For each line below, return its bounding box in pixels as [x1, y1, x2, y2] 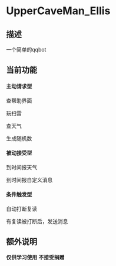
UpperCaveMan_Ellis [6, 4, 111, 18]
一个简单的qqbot [6, 46, 47, 53]
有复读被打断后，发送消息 [6, 218, 68, 225]
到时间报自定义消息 [6, 176, 53, 183]
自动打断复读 [6, 206, 37, 212]
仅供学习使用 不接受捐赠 [6, 254, 65, 261]
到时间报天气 [6, 164, 37, 171]
